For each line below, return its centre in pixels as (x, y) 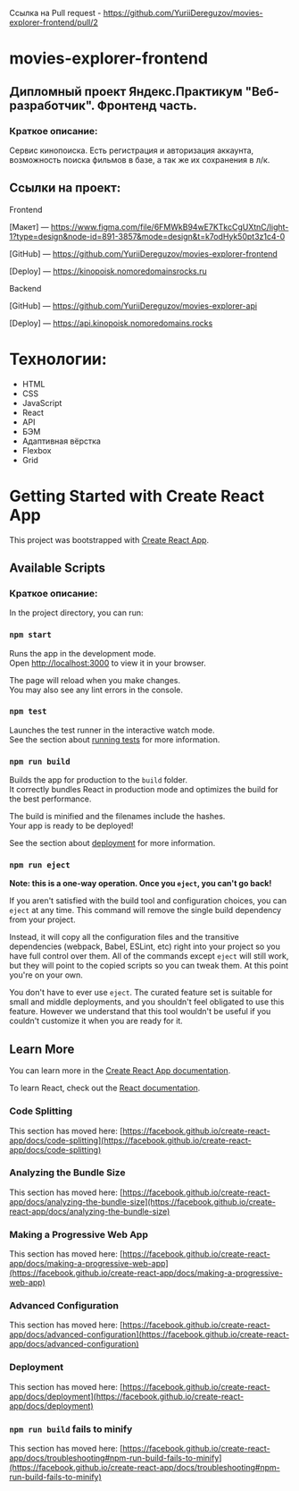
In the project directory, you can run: (76, 613)
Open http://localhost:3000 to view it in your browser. (108, 663)
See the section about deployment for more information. (112, 843)
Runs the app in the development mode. (83, 653)
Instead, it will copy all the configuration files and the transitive (124, 937)
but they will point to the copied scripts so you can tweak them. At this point (149, 966)
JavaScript (42, 402)
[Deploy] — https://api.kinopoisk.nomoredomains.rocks (111, 323)
